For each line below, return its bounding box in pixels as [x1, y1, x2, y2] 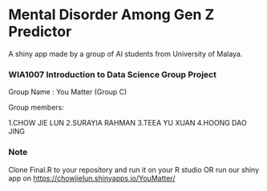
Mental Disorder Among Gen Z [8, 6, 215, 24]
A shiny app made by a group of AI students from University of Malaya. [8, 49, 243, 58]
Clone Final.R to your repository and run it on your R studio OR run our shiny [8, 165, 260, 174]
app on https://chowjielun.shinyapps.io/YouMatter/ [8, 173, 176, 183]
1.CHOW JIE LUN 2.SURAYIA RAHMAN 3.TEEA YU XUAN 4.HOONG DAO [8, 118, 247, 128]
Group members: [8, 102, 64, 113]
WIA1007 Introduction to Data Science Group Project [8, 69, 216, 80]
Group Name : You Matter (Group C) [8, 87, 127, 97]
